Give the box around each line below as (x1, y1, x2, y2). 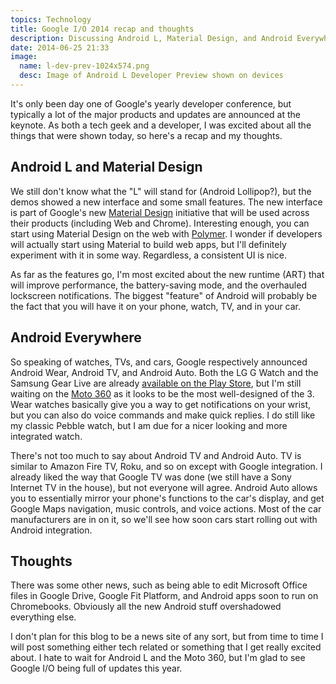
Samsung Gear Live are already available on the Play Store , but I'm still (10, 377, 302, 389)
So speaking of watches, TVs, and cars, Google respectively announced (10, 356, 308, 368)
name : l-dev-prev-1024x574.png (19, 61, 150, 71)
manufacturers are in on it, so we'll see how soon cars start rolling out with (10, 513, 318, 525)
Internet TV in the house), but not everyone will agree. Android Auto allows (10, 481, 318, 493)
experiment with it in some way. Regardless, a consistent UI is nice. (10, 249, 287, 261)
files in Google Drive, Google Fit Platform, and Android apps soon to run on (10, 590, 319, 602)
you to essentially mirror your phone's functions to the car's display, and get (10, 492, 325, 504)
